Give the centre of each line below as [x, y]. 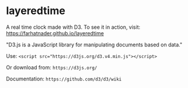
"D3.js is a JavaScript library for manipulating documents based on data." [94, 45]
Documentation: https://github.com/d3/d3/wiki [64, 79]
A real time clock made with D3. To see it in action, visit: [73, 27]
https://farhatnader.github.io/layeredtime [55, 33]
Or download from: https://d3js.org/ [52, 67]
